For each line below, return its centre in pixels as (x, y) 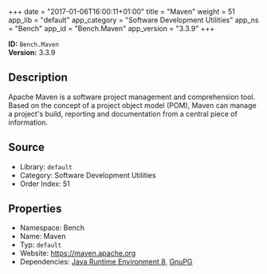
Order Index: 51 (45, 184)
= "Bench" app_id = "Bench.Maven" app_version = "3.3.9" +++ (112, 28)
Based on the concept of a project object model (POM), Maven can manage (132, 105)
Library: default (46, 166)
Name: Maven (43, 236)
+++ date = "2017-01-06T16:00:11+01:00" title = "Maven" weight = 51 (122, 12)
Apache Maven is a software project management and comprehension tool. (132, 97)
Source (27, 147)
